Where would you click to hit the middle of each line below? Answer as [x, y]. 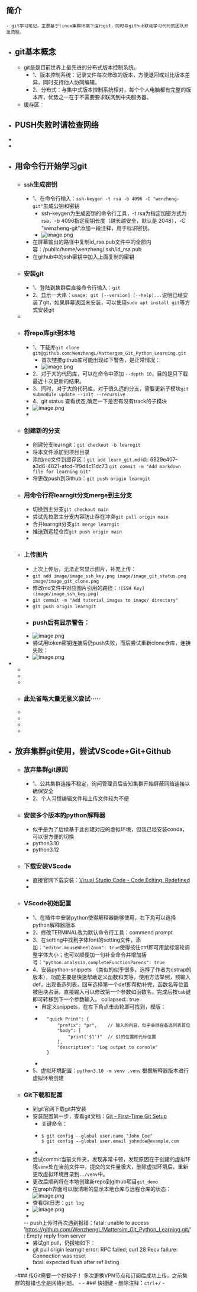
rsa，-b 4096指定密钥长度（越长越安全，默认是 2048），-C [113, 221]
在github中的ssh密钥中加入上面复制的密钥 [83, 257]
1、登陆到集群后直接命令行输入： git [76, 288]
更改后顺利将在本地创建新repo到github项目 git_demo [95, 1182]
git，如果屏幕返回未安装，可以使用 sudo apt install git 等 [114, 302]
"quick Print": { [68, 1019]
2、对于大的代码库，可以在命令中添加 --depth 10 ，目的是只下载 [110, 374]
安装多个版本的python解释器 [64, 815]
